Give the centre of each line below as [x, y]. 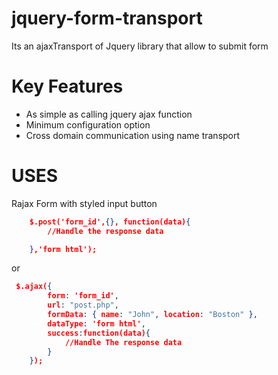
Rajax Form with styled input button [84, 203]
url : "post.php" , [83, 305]
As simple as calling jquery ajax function [109, 114]
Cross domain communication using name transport [133, 135]
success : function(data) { [99, 333]
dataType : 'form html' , [96, 323]
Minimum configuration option [88, 124]
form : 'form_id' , [83, 296]
